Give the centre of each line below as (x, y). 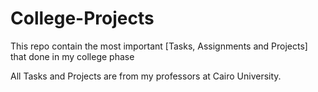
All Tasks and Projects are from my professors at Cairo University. (146, 76)
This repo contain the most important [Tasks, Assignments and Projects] (159, 46)
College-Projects (82, 18)
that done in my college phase (72, 56)
